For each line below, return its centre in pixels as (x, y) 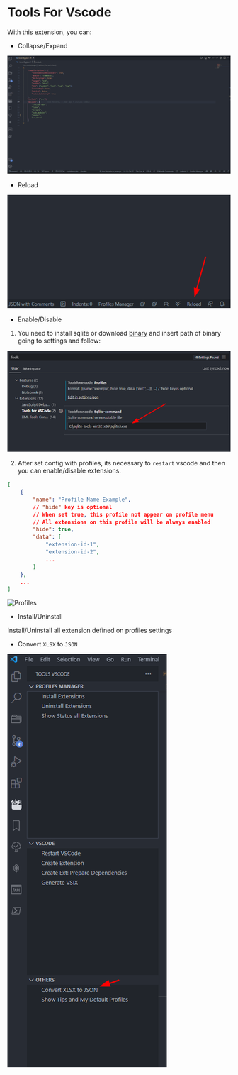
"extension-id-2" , (72, 552)
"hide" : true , (53, 529)
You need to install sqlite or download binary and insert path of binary (119, 333)
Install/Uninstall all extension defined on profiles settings (90, 630)
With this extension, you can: (50, 32)
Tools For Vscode (59, 12)
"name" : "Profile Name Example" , (82, 500)
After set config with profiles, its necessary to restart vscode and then (121, 463)
